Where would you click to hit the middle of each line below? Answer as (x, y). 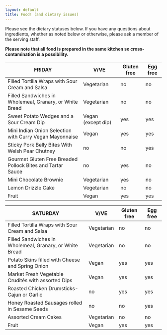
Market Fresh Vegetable (36, 274)
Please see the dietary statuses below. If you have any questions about (78, 28)
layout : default (22, 10)
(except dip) (97, 122)
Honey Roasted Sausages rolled (45, 303)
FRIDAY (43, 69)
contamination (21, 54)
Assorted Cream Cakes (35, 317)
